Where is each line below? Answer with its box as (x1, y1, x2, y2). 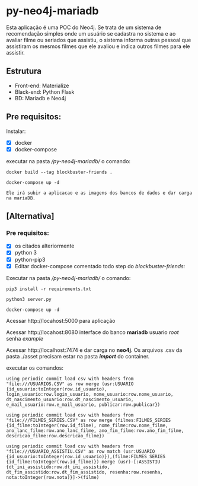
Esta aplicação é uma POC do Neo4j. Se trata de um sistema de (6, 24, 162, 31)
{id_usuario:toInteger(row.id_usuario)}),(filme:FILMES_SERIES (6, 453, 166, 459)
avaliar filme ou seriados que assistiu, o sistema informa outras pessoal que (6, 36, 191, 43)
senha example (6, 335, 43, 342)
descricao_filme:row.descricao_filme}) (6, 433, 105, 439)
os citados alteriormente (14, 242, 75, 250)
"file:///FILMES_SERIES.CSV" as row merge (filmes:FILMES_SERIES (6, 417, 171, 423)
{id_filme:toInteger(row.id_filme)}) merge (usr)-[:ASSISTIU (6, 459, 161, 465)
